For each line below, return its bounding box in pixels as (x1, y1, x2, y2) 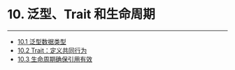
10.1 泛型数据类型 (17, 37, 66, 45)
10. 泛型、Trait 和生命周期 (7, 6, 156, 22)
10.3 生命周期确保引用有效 (17, 55, 93, 63)
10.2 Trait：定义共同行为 (17, 46, 87, 55)
